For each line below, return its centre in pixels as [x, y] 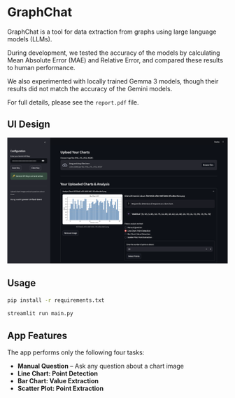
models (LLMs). [30, 39]
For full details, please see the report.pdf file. [73, 102]
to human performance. [41, 67]
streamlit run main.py [40, 314]
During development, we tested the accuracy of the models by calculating [114, 53]
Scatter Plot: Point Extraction [60, 389]
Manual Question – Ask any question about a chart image [100, 366]
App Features [37, 335]
